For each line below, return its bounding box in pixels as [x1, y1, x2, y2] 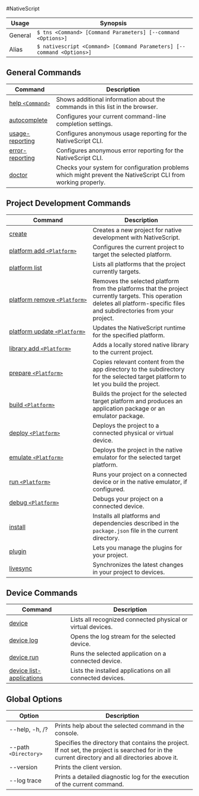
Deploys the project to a [92, 421, 159, 429]
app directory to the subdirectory [92, 365, 185, 373]
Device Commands [6, 588, 78, 598]
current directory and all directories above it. [54, 753, 179, 762]
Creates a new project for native [92, 226, 182, 234]
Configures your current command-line [56, 112, 166, 120]
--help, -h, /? [9, 726, 49, 734]
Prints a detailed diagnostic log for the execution [54, 773, 190, 781]
